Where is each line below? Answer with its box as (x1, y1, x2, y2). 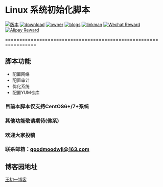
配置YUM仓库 (12, 89, 40, 95)
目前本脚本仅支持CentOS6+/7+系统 (5, 103, 89, 110)
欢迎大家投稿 (5, 132, 36, 139)
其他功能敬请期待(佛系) (5, 117, 59, 124)
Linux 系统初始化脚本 (5, 4, 91, 16)
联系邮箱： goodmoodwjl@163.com (5, 146, 90, 153)
